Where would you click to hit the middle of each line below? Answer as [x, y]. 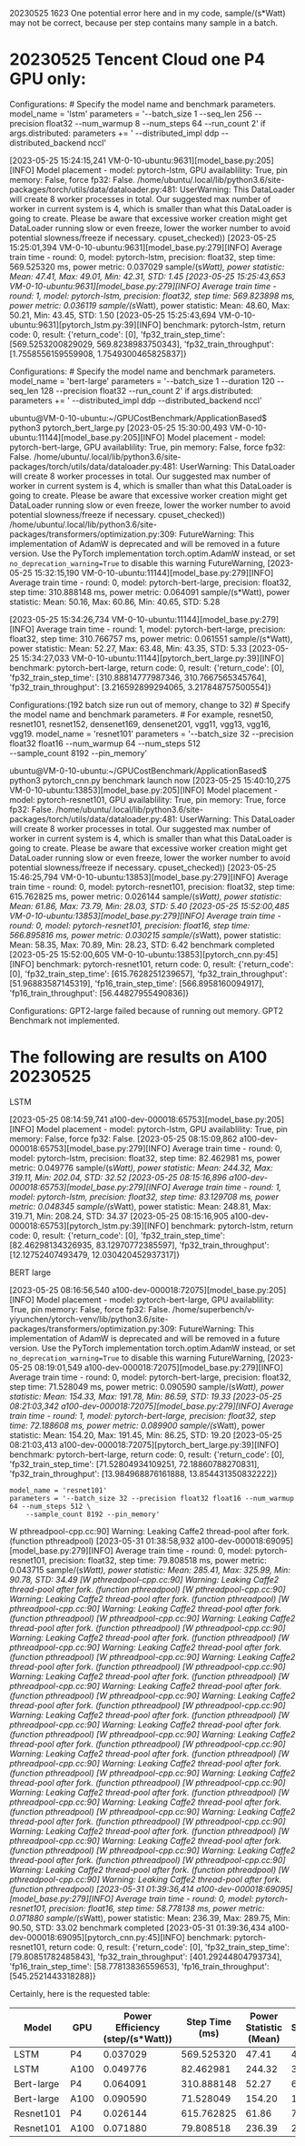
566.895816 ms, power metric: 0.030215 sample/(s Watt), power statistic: [145, 935]
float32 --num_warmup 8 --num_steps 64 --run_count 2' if [156, 123]
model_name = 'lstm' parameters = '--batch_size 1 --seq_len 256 [131, 114]
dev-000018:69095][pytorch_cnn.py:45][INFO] [97, 1937]
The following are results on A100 [138, 1057]
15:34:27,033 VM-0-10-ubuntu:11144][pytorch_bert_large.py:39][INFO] [152, 658]
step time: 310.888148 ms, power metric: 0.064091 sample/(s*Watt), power [150, 592]
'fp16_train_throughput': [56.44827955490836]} [99, 993]
